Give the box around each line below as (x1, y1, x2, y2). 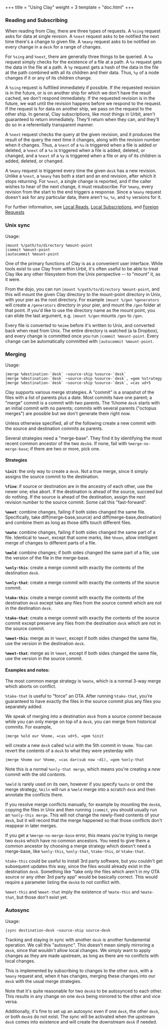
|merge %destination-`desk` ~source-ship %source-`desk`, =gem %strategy (5, 376, 162, 381)
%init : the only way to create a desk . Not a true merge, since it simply (5, 468, 148, 474)
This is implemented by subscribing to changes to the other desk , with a (5, 967, 153, 973)
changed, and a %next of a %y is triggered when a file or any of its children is (5, 152, 161, 159)
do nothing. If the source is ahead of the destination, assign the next (5, 494, 146, 500)
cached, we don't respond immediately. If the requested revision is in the (5, 95, 155, 101)
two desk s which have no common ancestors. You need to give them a (5, 837, 150, 844)
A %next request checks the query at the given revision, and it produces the (5, 131, 160, 137)
